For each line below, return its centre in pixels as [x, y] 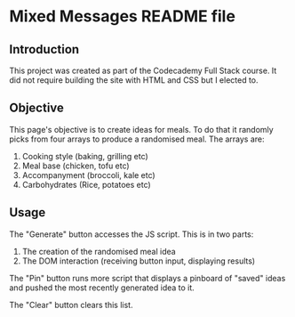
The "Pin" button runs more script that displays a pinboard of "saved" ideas [147, 278]
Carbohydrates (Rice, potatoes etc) [86, 184]
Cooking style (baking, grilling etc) [85, 156]
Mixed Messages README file [122, 16]
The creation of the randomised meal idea [99, 251]
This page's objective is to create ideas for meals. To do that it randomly [141, 129]
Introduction [44, 49]
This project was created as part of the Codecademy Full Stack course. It [143, 70]
